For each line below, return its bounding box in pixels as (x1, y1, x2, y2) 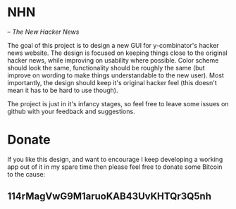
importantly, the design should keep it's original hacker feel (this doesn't (7, 78, 217, 87)
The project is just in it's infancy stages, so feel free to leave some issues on (7, 99, 229, 108)
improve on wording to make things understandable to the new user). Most (7, 71, 224, 80)
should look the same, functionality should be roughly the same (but (7, 63, 206, 72)
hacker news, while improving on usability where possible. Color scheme (7, 56, 219, 64)
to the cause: (7, 170, 46, 178)
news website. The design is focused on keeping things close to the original (7, 49, 228, 57)
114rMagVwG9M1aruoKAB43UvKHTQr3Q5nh (7, 191, 211, 203)
